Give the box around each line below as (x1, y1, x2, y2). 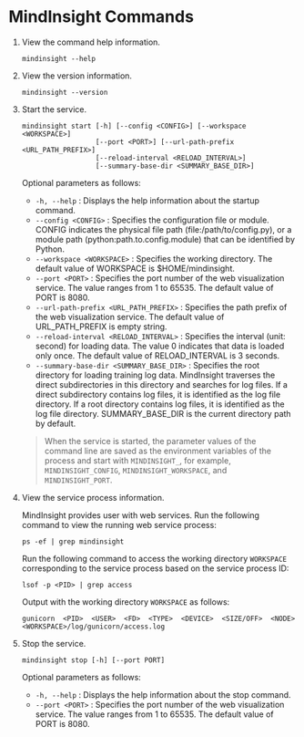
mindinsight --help (21, 54, 96, 63)
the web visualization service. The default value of (35, 311, 225, 322)
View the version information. (21, 70, 133, 81)
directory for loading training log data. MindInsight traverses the (35, 369, 276, 380)
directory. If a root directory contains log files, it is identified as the (35, 399, 286, 410)
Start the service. (21, 103, 87, 115)
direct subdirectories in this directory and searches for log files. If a (35, 379, 289, 389)
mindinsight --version (21, 88, 108, 97)
